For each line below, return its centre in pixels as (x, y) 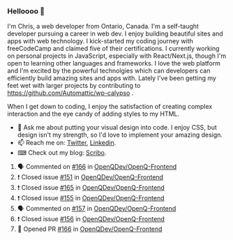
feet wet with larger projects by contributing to (74, 86)
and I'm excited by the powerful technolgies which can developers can (109, 71)
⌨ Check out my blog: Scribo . (62, 153)
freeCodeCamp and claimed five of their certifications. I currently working (113, 49)
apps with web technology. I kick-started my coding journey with (100, 41)
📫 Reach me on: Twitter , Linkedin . (67, 143)
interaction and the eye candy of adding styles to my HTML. (93, 114)
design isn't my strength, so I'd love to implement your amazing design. (120, 135)
